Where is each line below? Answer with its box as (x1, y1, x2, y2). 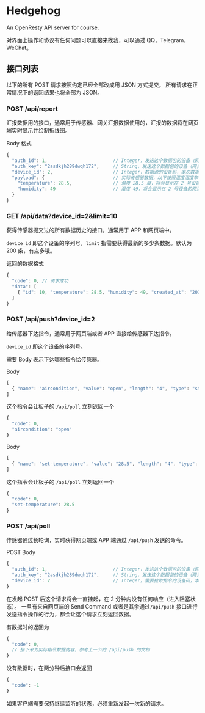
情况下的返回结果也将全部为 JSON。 (11, 89, 103, 96)
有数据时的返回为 (6, 623, 49, 631)
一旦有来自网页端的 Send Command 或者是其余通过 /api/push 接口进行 (21, 602, 198, 610)
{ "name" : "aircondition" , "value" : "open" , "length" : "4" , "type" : (12, 386, 190, 392)
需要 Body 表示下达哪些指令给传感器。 (6, 356, 103, 363)
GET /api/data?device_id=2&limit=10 (6, 211, 118, 220)
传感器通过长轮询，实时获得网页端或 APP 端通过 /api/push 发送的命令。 (6, 536, 187, 544)
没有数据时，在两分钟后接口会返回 (6, 664, 92, 672)
